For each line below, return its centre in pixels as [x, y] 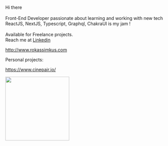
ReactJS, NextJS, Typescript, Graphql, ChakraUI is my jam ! [68, 23]
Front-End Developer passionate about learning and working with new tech [84, 18]
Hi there [14, 7]
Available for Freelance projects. [39, 34]
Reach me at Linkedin [28, 40]
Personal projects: [24, 60]
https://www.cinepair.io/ [31, 69]
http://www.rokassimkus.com [36, 50]
